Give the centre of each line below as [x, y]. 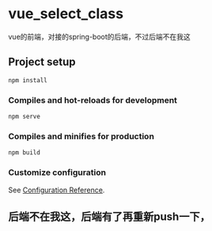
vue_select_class [66, 14]
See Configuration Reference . [57, 190]
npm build [25, 153]
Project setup [42, 62]
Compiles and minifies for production [81, 136]
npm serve [25, 117]
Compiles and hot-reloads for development [93, 100]
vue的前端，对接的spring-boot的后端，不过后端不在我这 [100, 36]
